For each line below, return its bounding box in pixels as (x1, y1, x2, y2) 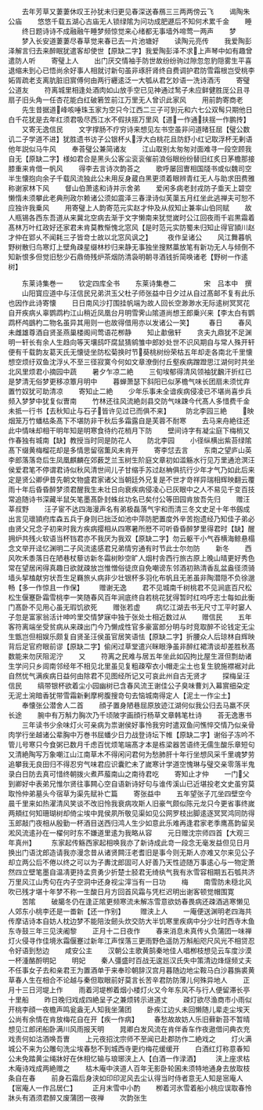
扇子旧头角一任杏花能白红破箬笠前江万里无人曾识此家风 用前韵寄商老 (8, 95, 243, 104)
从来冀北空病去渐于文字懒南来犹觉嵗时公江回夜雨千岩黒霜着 (62, 213, 255, 222)
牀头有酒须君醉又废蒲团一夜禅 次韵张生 (8, 1094, 147, 1102)
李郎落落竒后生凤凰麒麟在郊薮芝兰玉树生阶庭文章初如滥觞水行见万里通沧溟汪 (8, 455, 255, 465)
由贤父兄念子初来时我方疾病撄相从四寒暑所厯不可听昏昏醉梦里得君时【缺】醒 (8, 524, 255, 533)
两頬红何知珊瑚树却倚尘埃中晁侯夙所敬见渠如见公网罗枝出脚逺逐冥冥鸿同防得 (8, 809, 255, 818)
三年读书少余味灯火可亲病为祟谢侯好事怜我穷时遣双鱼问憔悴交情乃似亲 (21, 721, 248, 729)
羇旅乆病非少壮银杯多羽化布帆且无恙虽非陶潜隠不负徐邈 (76, 573, 255, 582)
